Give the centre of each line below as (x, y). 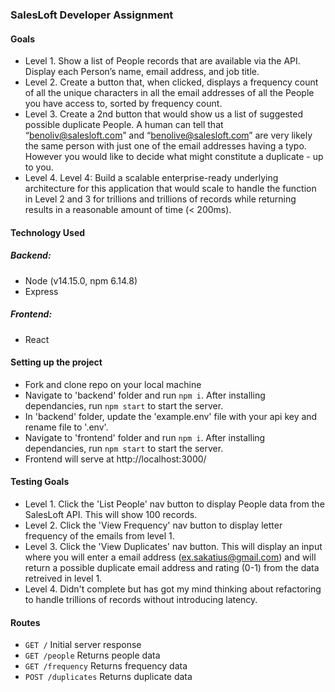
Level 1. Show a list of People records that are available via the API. (162, 61)
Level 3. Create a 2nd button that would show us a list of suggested (163, 114)
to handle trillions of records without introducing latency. (141, 600)
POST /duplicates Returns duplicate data (108, 677)
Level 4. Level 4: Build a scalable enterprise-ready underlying (151, 178)
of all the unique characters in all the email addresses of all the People (169, 93)
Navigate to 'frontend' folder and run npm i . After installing (145, 437)
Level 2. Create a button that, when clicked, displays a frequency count (171, 82)
